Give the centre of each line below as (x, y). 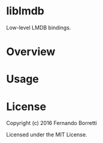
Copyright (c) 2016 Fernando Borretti (51, 123)
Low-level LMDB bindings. (39, 28)
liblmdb (25, 11)
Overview (31, 52)
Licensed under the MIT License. (47, 135)
